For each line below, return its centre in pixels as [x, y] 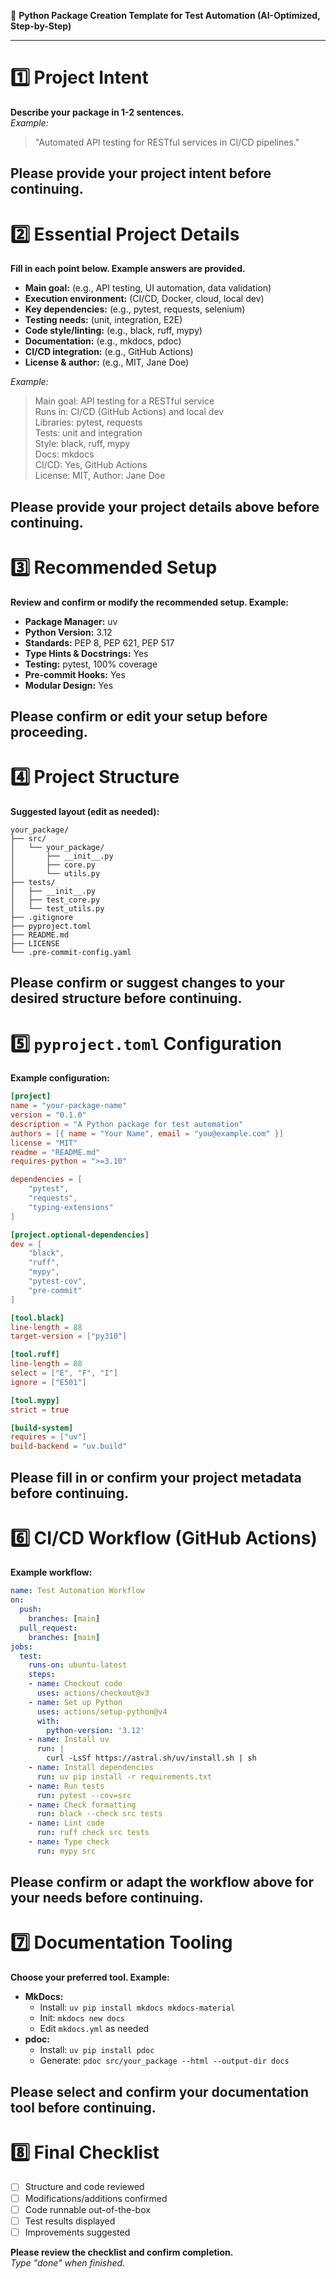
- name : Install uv [69, 1740]
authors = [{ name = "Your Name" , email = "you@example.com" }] [147, 1133]
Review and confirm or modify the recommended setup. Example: [149, 602]
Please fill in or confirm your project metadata [156, 1477]
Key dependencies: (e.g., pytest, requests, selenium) [135, 309]
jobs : [21, 1646]
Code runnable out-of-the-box [87, 2209]
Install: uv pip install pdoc [97, 2050]
